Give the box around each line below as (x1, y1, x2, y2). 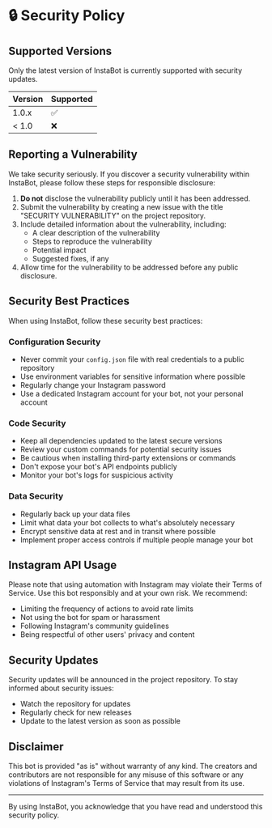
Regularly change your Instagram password (19, 380, 166, 389)
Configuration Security (8, 336, 101, 347)
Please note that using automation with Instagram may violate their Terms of (8, 580, 263, 589)
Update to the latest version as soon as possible (19, 716, 181, 726)
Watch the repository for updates (19, 699, 131, 709)
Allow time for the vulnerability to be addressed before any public (19, 262, 239, 272)
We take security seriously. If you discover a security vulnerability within (8, 169, 250, 179)
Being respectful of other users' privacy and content (19, 630, 195, 639)
